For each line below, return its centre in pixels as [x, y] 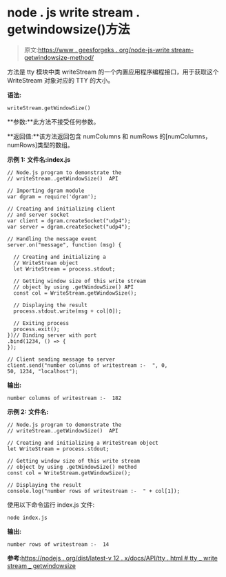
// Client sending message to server [61, 359]
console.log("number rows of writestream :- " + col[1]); [94, 491]
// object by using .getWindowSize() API [74, 287]
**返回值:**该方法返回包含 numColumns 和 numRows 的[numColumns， [109, 136]
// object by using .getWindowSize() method [72, 467]
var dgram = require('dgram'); [52, 197]
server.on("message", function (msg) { [64, 245]
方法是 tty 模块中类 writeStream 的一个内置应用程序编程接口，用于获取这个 [113, 72]
